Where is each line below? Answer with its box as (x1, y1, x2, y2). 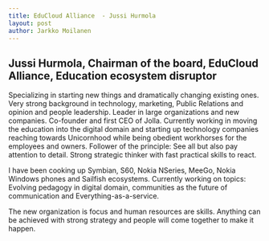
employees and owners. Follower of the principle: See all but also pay (8, 141, 238, 151)
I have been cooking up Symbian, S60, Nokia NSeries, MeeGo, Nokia (8, 165, 236, 175)
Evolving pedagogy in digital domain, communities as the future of (8, 182, 228, 193)
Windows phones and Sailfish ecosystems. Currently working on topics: (8, 174, 247, 184)
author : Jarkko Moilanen (8, 27, 92, 35)
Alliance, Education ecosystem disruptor (8, 69, 217, 83)
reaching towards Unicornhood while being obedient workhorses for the (8, 133, 247, 143)
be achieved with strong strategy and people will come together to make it (8, 215, 255, 225)
